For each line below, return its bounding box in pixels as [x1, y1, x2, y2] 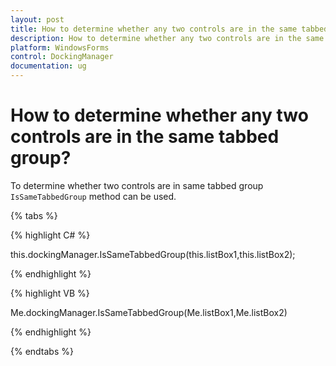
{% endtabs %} [10, 345, 74, 357]
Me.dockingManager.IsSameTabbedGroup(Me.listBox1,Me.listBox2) [10, 306, 288, 318]
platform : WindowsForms [10, 42, 110, 53]
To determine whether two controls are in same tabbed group [10, 179, 264, 191]
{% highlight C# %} [10, 229, 91, 241]
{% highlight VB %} [10, 287, 90, 299]
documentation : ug [10, 61, 87, 71]
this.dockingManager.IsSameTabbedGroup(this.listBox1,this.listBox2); [10, 248, 296, 260]
